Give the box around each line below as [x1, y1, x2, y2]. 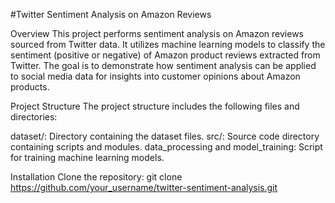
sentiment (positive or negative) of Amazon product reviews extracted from [10, 49, 321, 61]
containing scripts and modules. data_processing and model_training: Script [10, 141, 323, 153]
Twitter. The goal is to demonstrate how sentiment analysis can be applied [10, 60, 317, 71]
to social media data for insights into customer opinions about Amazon [10, 70, 301, 82]
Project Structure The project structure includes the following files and [10, 100, 300, 112]
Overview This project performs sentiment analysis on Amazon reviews [10, 28, 304, 39]
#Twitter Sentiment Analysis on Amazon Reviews [10, 9, 212, 20]
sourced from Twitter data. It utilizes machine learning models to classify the [10, 39, 326, 50]
